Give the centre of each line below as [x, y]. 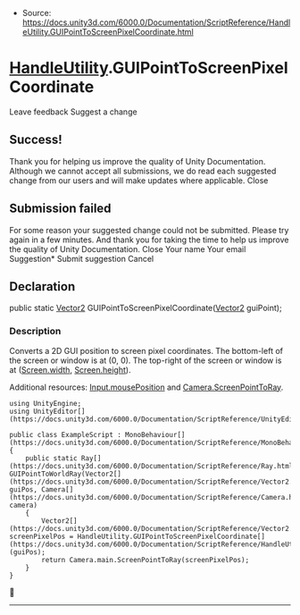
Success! [36, 140]
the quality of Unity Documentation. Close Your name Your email [128, 249]
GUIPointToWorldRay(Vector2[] [66, 474]
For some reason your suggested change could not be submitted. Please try [149, 230]
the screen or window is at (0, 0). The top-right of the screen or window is [146, 360]
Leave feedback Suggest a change [73, 112]
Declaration [42, 286]
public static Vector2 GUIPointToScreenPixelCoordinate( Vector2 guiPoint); [146, 308]
